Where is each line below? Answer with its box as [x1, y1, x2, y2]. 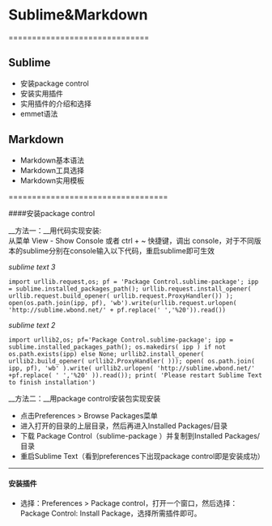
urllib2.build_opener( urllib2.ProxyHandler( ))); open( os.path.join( [8, 357, 255, 365]
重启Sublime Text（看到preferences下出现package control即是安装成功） [19, 451, 265, 460]
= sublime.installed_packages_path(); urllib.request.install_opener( [8, 285, 252, 293]
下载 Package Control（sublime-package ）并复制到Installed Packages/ [19, 431, 261, 440]
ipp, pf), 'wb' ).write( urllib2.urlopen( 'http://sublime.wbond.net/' [8, 364, 255, 372]
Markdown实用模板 [19, 176, 85, 185]
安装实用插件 [19, 88, 63, 98]
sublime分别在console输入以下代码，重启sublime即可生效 [22, 245, 215, 256]
